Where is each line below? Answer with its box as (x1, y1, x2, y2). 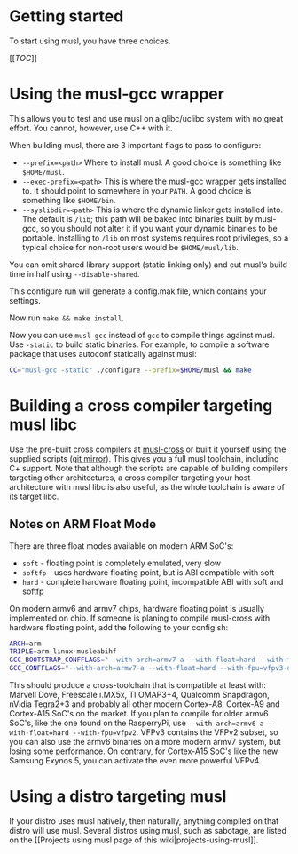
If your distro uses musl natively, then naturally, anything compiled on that (9, 815, 279, 826)
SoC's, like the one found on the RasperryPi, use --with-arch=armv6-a (9, 717, 264, 728)
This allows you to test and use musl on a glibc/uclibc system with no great (9, 113, 284, 123)
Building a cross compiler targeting (9, 395, 273, 415)
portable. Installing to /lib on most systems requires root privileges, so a (21, 233, 289, 243)
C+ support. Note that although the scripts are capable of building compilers (9, 463, 289, 473)
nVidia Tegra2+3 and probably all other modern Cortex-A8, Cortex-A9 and (9, 699, 281, 709)
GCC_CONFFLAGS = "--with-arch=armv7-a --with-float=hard (9, 664, 216, 673)
